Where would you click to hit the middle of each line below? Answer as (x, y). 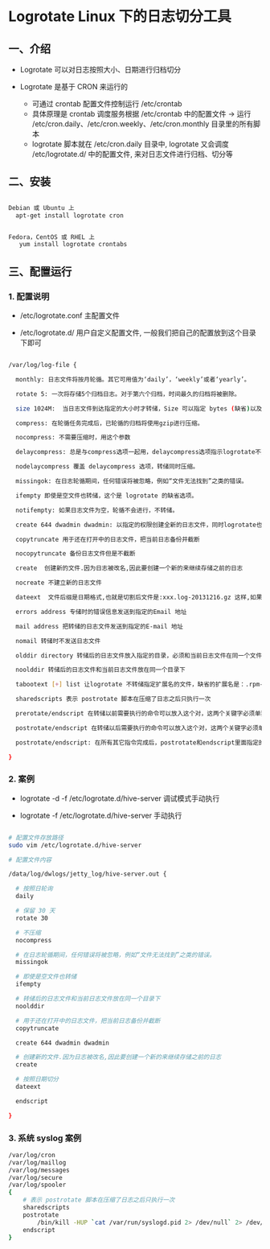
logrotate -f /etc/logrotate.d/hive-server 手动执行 (101, 815)
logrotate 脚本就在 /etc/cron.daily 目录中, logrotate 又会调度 (130, 144)
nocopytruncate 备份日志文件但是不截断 (76, 554)
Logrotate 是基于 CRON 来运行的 (74, 87)
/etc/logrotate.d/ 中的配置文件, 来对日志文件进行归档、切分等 (132, 154)
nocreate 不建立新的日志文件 (59, 583)
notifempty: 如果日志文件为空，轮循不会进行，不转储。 (97, 510)
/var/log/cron (32, 1155)
